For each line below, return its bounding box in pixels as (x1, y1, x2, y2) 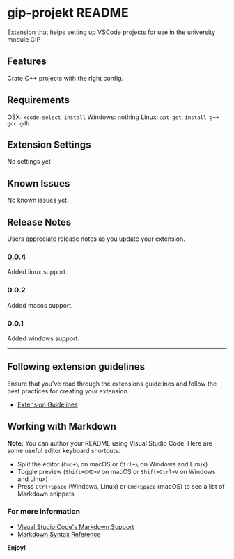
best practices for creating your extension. (7, 386, 130, 395)
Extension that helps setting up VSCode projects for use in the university (7, 28, 216, 36)
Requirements (7, 94, 70, 106)
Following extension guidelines (7, 361, 145, 373)
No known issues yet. (7, 196, 69, 205)
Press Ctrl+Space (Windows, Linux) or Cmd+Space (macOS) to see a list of (17, 482, 225, 490)
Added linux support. (7, 268, 68, 276)
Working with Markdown (7, 420, 117, 432)
